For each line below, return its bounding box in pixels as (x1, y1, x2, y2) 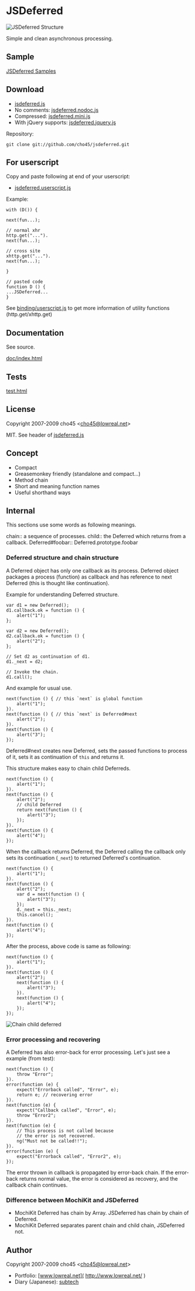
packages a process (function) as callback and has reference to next (6, 573, 172, 580)
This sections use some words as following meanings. (6, 521, 136, 529)
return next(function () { (16, 807, 83, 813)
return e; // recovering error (16, 1092, 93, 1098)
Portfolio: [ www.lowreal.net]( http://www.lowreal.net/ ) (14, 1272, 146, 1279)
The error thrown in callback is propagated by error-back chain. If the (6, 1169, 174, 1176)
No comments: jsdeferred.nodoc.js (14, 106, 99, 113)
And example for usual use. (6, 684, 72, 691)
